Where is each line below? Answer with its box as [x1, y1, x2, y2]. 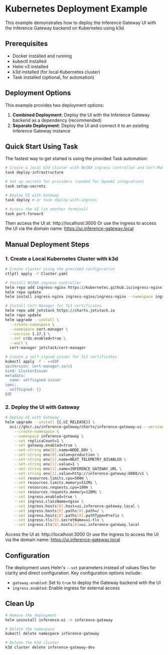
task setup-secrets [5, 184, 46, 189]
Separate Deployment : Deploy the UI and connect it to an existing [12, 122, 149, 128]
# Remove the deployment [5, 613, 57, 618]
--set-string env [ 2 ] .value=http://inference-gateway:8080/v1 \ [14, 471, 149, 476]
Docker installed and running [12, 53, 72, 59]
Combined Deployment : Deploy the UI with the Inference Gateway [12, 111, 150, 118]
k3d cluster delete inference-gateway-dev [5, 645, 95, 650]
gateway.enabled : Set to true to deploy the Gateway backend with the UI [12, 580, 161, 586]
